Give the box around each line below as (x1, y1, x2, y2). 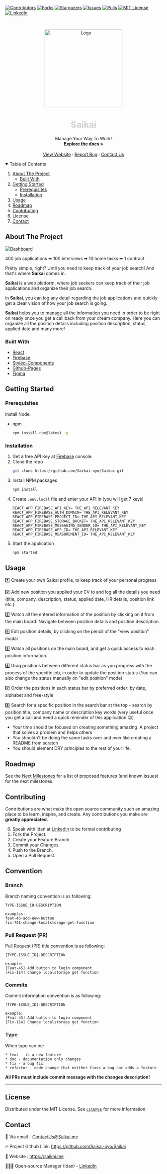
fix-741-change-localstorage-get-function (5, 920, 94, 925)
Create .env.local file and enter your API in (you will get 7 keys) (12, 496, 144, 502)
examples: (5, 911, 26, 916)
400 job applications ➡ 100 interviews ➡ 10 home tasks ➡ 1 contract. (5, 255, 146, 261)
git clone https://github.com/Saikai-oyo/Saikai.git (12, 468, 124, 473)
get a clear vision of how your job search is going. (5, 300, 108, 306)
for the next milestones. (5, 778, 54, 784)
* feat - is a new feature (5, 1052, 61, 1057)
